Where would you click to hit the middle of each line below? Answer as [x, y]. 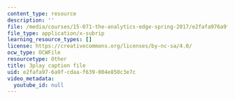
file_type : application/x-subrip [56, 33]
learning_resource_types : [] [50, 40]
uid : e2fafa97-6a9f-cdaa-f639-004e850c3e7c [72, 72]
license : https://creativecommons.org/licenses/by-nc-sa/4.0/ [100, 46]
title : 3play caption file [47, 66]
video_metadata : [31, 78]
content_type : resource [42, 14]
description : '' [31, 20]
